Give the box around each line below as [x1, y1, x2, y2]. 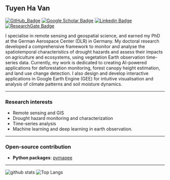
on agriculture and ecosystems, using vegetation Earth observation [5, 54, 146, 60]
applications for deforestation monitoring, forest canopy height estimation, [5, 65, 160, 71]
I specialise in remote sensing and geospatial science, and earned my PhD [5, 32, 160, 38]
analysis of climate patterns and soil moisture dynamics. [5, 81, 122, 87]
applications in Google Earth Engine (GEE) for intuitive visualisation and [5, 75, 153, 81]
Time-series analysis [12, 121, 57, 127]
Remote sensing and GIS [12, 110, 64, 116]
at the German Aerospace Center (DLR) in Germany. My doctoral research [5, 38, 159, 44]
